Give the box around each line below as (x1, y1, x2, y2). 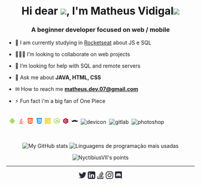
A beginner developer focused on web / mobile (31, 26, 170, 34)
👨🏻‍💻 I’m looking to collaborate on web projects (14, 51, 130, 58)
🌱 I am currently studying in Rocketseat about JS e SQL (14, 39, 151, 46)
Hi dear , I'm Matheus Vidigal (21, 4, 174, 18)
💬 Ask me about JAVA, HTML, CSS (14, 74, 102, 81)
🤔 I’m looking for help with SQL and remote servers (14, 62, 141, 69)
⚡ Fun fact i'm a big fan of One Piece (14, 98, 106, 105)
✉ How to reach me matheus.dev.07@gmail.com (14, 86, 139, 93)
